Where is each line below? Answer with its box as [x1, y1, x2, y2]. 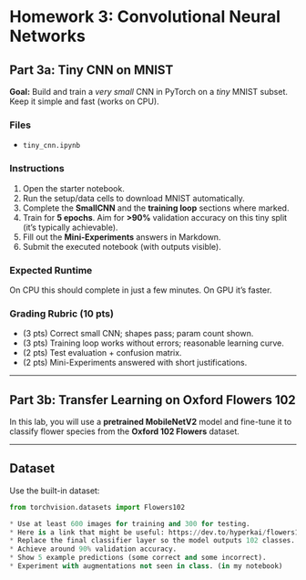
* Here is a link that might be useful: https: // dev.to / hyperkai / [9, 527, 267, 537]
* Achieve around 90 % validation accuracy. [9, 544, 178, 554]
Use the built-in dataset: [9, 485, 100, 496]
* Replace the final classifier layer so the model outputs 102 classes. [9, 536, 296, 545]
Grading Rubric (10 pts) [9, 307, 114, 320]
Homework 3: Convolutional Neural [9, 6, 280, 27]
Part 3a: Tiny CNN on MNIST [9, 62, 174, 78]
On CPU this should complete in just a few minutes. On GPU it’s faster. [9, 285, 272, 295]
